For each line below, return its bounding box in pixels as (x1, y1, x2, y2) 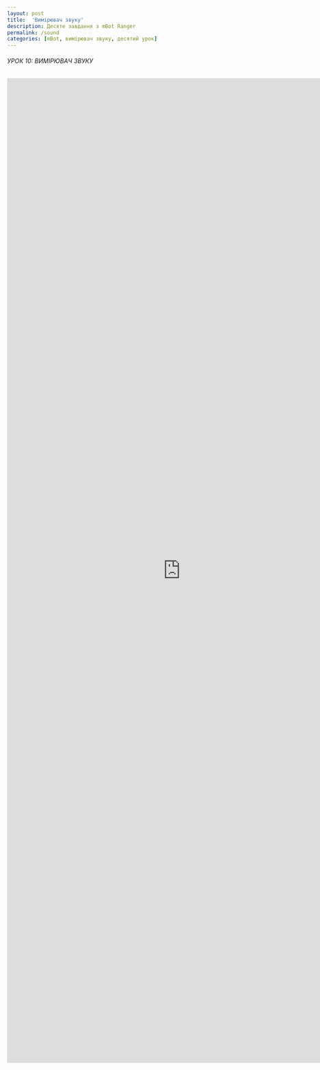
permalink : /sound (7, 29, 59, 36)
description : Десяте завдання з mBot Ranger (7, 23, 136, 29)
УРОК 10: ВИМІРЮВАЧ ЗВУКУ (7, 56, 94, 65)
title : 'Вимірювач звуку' (7, 16, 84, 23)
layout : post (7, 10, 44, 17)
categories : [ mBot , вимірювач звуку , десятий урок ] (7, 36, 157, 42)
